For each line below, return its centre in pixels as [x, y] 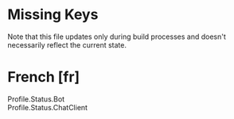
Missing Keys [53, 15]
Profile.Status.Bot [36, 99]
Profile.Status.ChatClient [48, 107]
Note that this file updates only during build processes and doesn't [117, 36]
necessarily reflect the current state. [67, 44]
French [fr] [44, 77]
